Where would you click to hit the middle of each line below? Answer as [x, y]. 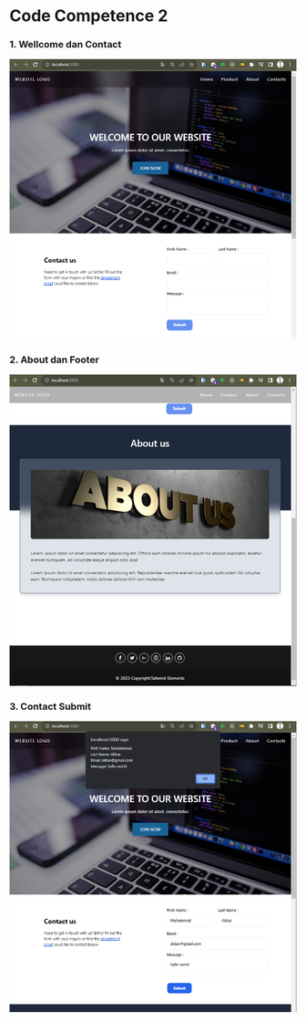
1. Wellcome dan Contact [66, 45]
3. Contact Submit [50, 706]
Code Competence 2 [89, 16]
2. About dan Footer [55, 360]
